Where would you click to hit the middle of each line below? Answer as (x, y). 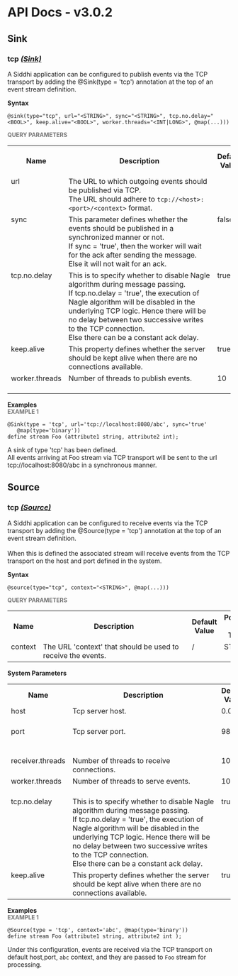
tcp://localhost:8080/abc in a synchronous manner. (82, 465)
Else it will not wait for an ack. (118, 263)
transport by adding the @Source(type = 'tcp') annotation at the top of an (114, 530)
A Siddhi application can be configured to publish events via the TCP (107, 74)
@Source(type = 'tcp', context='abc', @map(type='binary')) (98, 930)
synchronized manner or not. (117, 237)
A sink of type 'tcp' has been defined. (62, 450)
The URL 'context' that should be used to (111, 647)
